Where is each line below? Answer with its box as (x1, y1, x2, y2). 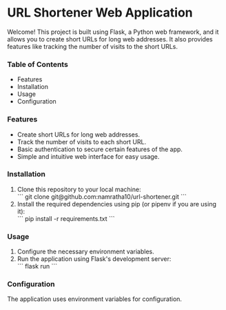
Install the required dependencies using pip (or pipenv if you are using (17, 200, 217, 208)
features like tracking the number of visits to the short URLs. (7, 42, 178, 50)
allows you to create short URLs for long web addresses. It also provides (7, 35, 213, 43)
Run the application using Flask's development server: (17, 255, 172, 263)
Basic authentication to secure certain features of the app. (17, 145, 183, 153)
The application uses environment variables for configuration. (7, 295, 183, 303)
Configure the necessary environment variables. (17, 247, 155, 256)
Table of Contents (7, 59, 69, 69)
